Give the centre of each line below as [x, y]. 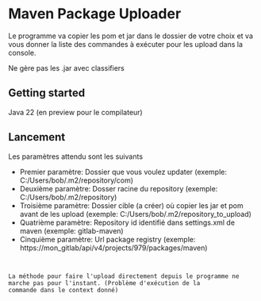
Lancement [37, 137]
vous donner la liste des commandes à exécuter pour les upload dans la [126, 44]
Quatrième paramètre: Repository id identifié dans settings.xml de [127, 222]
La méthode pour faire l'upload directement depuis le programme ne [124, 276]
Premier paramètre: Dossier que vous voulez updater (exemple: [123, 172]
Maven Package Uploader [95, 14]
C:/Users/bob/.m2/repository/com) [76, 180]
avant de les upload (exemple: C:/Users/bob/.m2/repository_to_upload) [136, 214]
